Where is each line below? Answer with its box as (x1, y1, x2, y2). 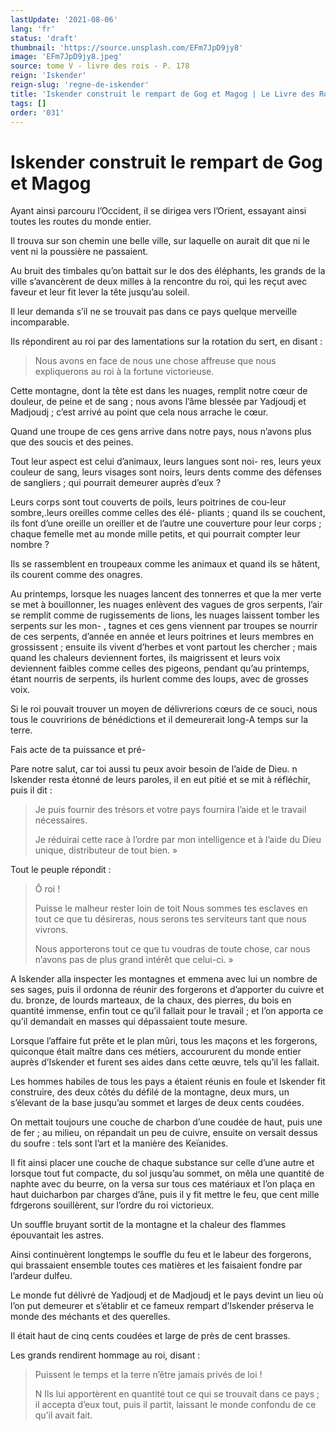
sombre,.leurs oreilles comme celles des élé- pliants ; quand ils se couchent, (10, 507, 326, 519)
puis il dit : (10, 784, 53, 796)
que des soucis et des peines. (10, 436, 134, 448)
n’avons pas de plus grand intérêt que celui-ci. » (34, 954, 234, 966)
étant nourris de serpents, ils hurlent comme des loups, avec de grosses (10, 673, 309, 685)
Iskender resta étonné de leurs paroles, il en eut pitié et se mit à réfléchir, (10, 774, 311, 786)
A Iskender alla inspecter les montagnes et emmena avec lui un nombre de (10, 973, 318, 985)
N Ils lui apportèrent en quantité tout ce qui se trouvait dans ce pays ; (34, 1388, 320, 1400)
